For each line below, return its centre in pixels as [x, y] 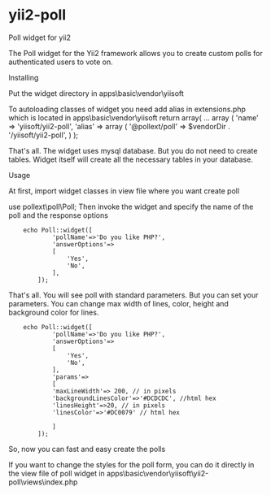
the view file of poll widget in [57, 473]
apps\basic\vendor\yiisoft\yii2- [158, 473]
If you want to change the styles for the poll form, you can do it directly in [131, 464]
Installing [24, 77]
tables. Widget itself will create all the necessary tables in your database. [131, 159]
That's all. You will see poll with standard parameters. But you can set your [133, 295]
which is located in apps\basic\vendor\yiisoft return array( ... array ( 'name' [133, 117]
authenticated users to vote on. [61, 62]
